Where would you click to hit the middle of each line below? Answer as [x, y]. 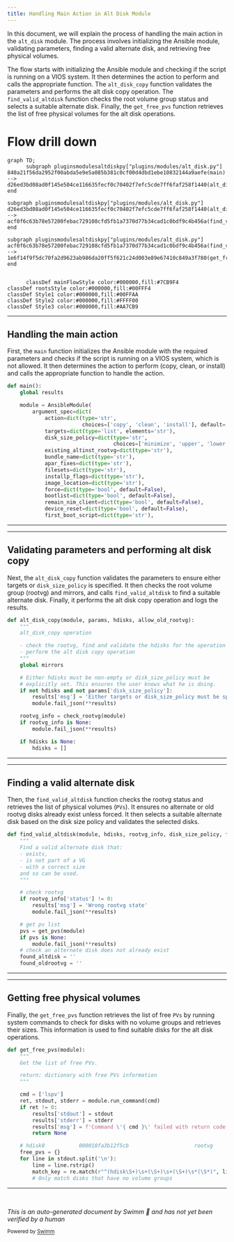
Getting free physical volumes [74, 998]
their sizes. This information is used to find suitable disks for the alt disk [110, 1030]
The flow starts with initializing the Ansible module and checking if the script [117, 69]
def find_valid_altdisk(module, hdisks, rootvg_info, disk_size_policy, [115, 835]
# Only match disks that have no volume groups [102, 1178]
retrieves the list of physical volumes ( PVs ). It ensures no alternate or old [111, 807]
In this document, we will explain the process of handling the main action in [115, 33]
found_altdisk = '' [48, 957]
